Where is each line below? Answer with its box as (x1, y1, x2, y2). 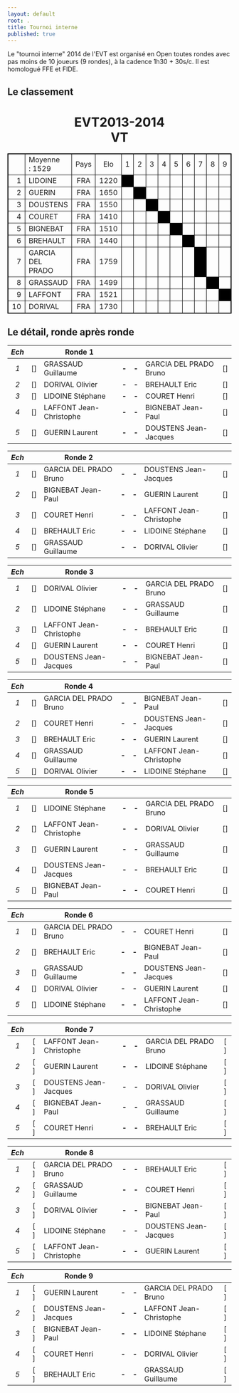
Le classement (7, 85, 74, 98)
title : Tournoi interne (7, 24, 78, 31)
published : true (7, 30, 55, 38)
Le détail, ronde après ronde (7, 325, 134, 338)
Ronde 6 (64, 910, 94, 920)
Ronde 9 (64, 1271, 94, 1281)
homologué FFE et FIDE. (7, 65, 78, 73)
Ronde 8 (65, 1148, 94, 1158)
